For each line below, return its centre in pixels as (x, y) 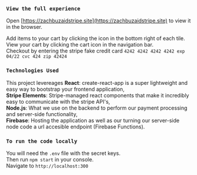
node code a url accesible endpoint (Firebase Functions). (75, 127)
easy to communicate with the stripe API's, (58, 101)
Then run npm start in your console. (50, 159)
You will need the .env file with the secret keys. (63, 153)
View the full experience (43, 9)
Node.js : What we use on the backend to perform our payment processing (97, 108)
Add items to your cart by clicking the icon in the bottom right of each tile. (96, 38)
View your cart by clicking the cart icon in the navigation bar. (80, 45)
